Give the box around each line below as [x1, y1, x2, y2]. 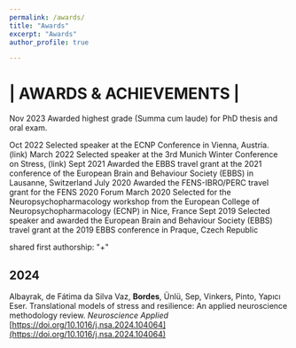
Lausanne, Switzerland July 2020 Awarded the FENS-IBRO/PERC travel [9, 178, 269, 188]
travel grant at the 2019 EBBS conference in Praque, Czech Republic [9, 225, 259, 235]
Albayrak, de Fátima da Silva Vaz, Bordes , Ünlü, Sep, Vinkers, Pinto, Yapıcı [9, 291, 281, 302]
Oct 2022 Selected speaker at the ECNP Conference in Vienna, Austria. [9, 139, 269, 151]
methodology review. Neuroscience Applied [9, 310, 169, 320]
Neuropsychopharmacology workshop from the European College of [9, 196, 260, 207]
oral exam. [9, 123, 48, 133]
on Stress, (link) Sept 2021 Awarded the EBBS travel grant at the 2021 [9, 159, 262, 170]
